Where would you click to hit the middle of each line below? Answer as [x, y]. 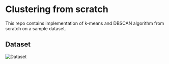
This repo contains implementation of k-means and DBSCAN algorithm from [85, 23]
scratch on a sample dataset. [36, 28]
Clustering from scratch [57, 9]
